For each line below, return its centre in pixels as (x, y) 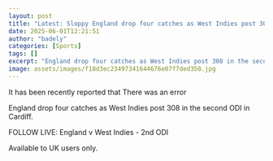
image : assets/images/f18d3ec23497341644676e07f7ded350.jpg (113, 69)
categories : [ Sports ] (45, 46)
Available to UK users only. (53, 148)
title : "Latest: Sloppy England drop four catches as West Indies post (132, 24)
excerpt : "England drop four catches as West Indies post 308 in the (129, 62)
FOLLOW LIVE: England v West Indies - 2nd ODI (89, 132)
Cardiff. (21, 116)
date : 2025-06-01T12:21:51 (54, 31)
